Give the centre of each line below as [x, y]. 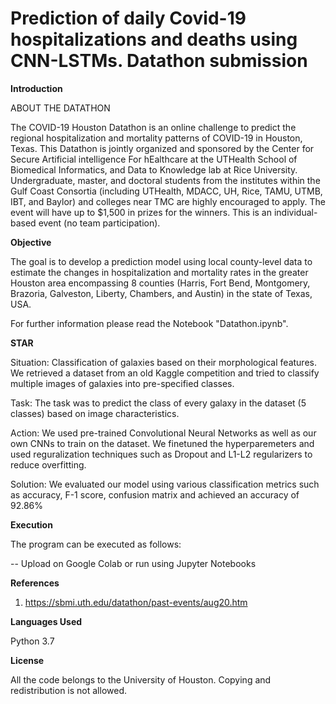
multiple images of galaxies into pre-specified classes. [122, 383]
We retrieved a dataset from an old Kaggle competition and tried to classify [165, 373]
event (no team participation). [99, 223]
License [27, 660]
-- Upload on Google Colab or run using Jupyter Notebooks [133, 563]
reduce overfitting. [48, 464]
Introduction [36, 88]
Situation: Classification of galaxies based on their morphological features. [163, 362]
